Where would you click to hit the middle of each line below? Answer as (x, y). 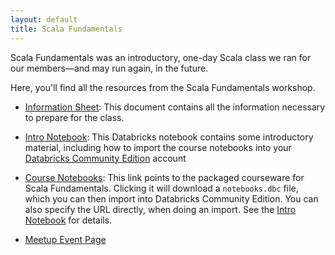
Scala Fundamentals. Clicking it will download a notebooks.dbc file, (161, 188)
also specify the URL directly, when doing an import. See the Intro (160, 209)
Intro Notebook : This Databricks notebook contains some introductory (169, 137)
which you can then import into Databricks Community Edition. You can (171, 198)
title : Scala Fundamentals (66, 29)
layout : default (44, 19)
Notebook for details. (68, 220)
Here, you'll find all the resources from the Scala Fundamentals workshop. (163, 87)
